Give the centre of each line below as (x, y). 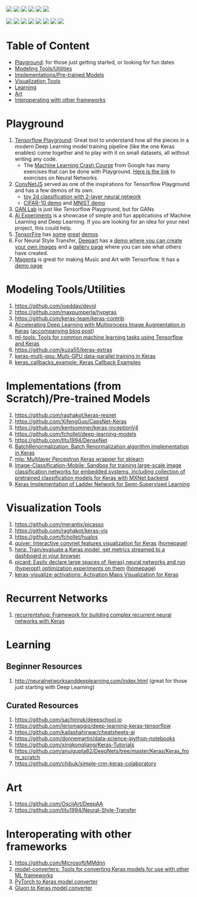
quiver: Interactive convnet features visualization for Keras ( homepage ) (101, 543)
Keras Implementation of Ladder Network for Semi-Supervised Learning (102, 484)
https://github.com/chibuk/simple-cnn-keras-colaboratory (86, 764)
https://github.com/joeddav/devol (55, 306)
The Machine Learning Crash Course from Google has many (96, 165)
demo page (29, 265)
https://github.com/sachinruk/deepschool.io (68, 720)
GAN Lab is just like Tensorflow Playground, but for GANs (84, 209)
